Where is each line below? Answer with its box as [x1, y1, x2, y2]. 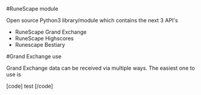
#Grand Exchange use [6, 53, 62, 60]
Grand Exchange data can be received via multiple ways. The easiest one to [6, 64, 195, 72]
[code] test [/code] [6, 82, 53, 90]
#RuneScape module [6, 5, 59, 12]
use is [6, 71, 21, 78]
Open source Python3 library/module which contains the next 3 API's [6, 17, 178, 23]
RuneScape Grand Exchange [14, 28, 87, 35]
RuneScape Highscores [14, 35, 74, 41]
